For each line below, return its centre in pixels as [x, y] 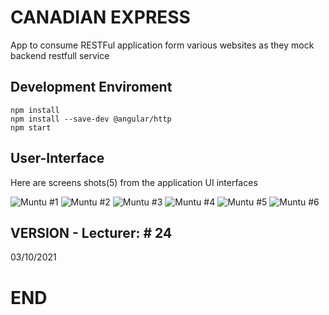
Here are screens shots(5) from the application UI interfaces [134, 182]
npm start [31, 127]
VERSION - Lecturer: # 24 [91, 232]
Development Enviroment [91, 87]
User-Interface [57, 158]
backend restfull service [60, 55]
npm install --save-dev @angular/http [91, 119]
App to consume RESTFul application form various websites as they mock [162, 45]
